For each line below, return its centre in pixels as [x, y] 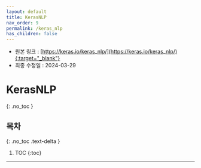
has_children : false [32, 34]
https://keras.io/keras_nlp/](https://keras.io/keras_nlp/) [110, 52]
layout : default [26, 12]
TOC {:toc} [28, 153]
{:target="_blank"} [37, 58]
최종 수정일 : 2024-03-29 [45, 66]
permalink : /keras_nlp [34, 28]
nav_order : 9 [22, 23]
